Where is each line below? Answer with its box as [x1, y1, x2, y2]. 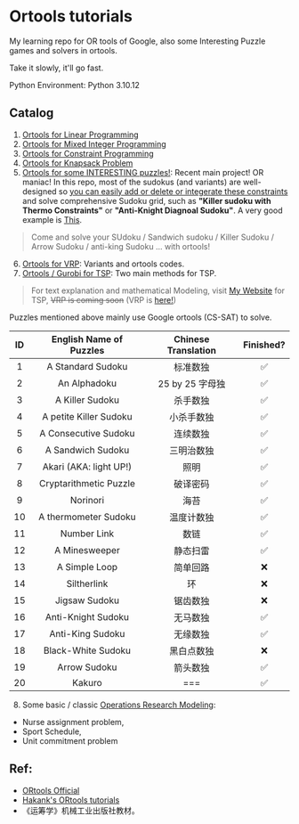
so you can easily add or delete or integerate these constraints [58, 185, 288, 197]
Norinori [69, 494, 105, 506]
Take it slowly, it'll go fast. [9, 62, 104, 73]
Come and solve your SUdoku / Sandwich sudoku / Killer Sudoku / [30, 232, 274, 242]
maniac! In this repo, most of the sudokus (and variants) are [21, 176, 242, 187]
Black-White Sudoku [43, 644, 132, 657]
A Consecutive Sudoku [39, 427, 135, 439]
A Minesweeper [54, 543, 120, 556]
